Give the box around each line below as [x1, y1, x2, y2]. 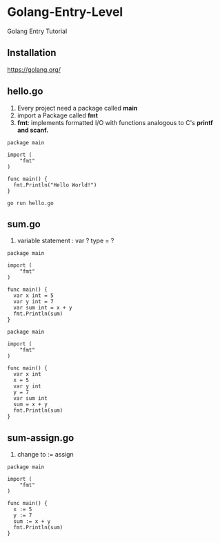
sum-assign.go [7, 432, 74, 444]
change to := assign [17, 450, 74, 459]
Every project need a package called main [17, 104, 138, 112]
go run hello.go [7, 200, 54, 207]
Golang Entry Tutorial [7, 27, 68, 35]
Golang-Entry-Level [7, 4, 123, 20]
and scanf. [17, 126, 49, 134]
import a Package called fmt [17, 111, 99, 120]
